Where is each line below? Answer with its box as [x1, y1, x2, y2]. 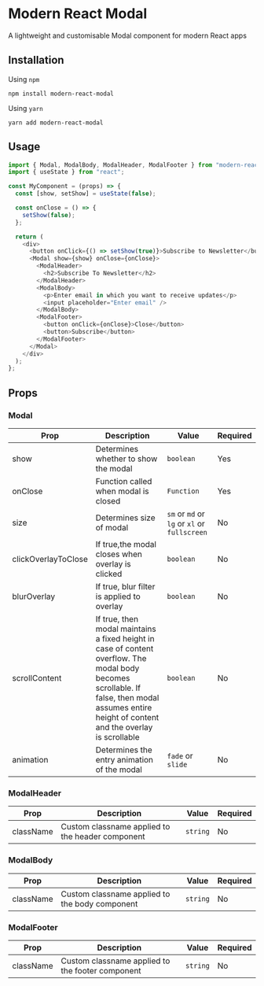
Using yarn [8, 103, 43, 113]
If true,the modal [95, 539, 157, 549]
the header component [60, 831, 145, 842]
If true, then [95, 614, 139, 624]
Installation [8, 54, 64, 67]
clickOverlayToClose [12, 554, 89, 564]
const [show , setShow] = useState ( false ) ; [15, 190, 156, 198]
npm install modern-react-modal [8, 90, 114, 98]
